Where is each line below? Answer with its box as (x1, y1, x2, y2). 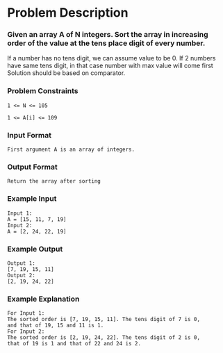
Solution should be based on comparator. (7, 69, 126, 77)
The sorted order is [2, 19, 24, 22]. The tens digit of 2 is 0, (7, 334, 200, 341)
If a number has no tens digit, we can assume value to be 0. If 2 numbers (7, 54, 216, 63)
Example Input (7, 194, 57, 204)
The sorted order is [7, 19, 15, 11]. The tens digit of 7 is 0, (7, 316, 200, 323)
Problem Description (7, 5, 129, 21)
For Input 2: (7, 328, 45, 335)
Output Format (7, 162, 58, 172)
